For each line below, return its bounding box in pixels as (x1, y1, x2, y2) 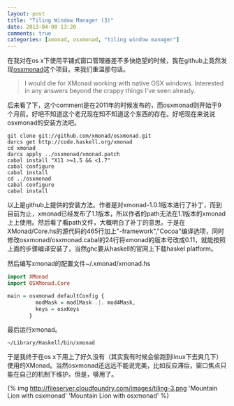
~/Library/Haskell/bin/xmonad (7, 339, 96, 346)
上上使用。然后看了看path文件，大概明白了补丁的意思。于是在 (7, 218, 186, 227)
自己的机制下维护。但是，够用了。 (19, 370, 117, 379)
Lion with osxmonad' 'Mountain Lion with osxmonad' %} (7, 391, 170, 400)
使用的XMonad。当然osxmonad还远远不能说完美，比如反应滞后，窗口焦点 (7, 361, 221, 370)
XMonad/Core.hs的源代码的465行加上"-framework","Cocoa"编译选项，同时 (7, 227, 225, 235)
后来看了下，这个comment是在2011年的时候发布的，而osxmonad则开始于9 (7, 101, 222, 109)
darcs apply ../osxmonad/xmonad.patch (7, 151, 120, 158)
